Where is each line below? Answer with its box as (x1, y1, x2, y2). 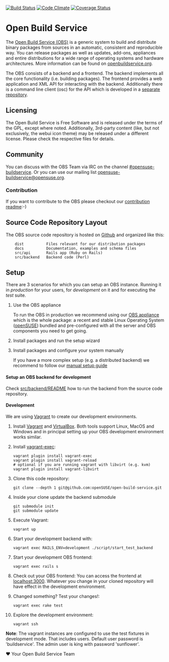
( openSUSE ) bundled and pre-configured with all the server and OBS (13, 322, 156, 328)
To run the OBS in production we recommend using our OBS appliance (13, 312, 159, 318)
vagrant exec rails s (13, 564, 58, 569)
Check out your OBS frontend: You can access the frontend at (13, 572, 142, 579)
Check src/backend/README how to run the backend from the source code (6, 385, 163, 391)
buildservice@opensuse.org (6, 174, 64, 180)
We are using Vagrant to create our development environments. (6, 413, 137, 419)
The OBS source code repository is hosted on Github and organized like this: (6, 232, 164, 238)
